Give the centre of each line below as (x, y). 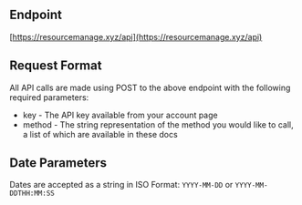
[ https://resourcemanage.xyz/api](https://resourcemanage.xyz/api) (136, 36)
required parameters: (49, 97)
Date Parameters (58, 163)
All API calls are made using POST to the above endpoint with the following (150, 87)
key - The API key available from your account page (120, 115)
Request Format (56, 66)
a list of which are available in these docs (100, 134)
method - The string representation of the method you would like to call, (158, 124)
